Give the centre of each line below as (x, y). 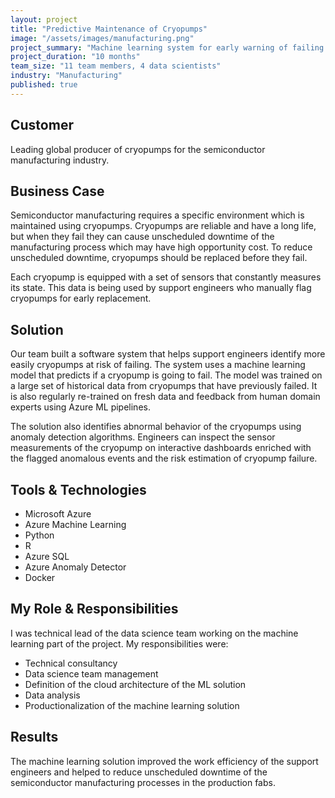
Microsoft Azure (58, 514)
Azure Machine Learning (75, 524)
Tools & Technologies (78, 489)
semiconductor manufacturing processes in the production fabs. (143, 782)
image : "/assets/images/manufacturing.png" (102, 38)
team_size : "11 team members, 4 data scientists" (116, 66)
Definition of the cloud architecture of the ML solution (135, 684)
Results (34, 737)
